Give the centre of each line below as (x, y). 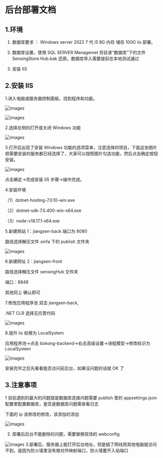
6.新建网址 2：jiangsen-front (33, 261)
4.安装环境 (16, 190)
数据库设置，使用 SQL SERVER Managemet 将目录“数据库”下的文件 (79, 52)
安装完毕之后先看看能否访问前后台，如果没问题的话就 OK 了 (65, 368)
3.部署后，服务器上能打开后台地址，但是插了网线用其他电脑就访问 (91, 444)
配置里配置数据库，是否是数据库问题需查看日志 (52, 404)
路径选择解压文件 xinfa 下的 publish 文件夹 (47, 241)
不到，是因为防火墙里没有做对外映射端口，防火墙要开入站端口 (67, 450)
